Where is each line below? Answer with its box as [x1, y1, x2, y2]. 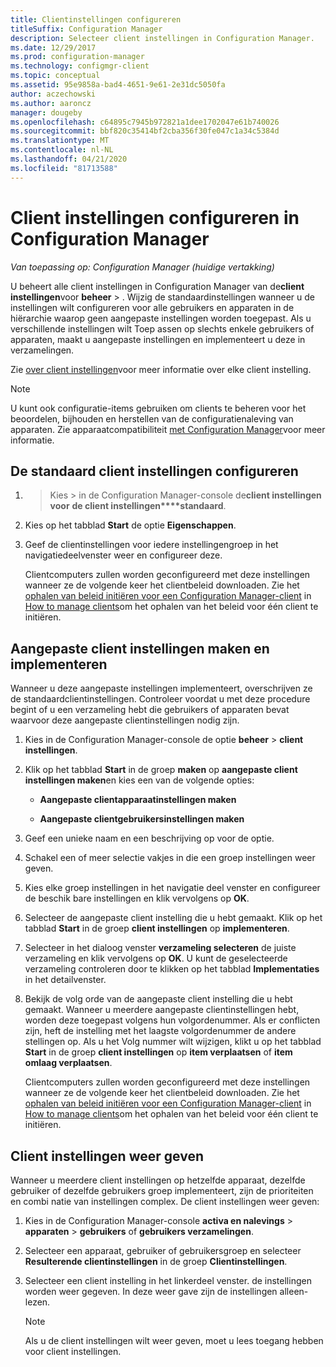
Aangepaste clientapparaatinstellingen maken [39, 794, 237, 806]
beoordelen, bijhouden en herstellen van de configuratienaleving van [10, 412, 294, 425]
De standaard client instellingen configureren [10, 462, 299, 480]
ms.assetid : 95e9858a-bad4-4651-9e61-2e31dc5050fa [10, 80, 226, 90]
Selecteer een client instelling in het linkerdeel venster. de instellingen [24, 1275, 312, 1286]
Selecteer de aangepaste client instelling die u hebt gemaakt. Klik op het [24, 912, 323, 924]
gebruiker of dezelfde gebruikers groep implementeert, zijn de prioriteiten [10, 1185, 314, 1196]
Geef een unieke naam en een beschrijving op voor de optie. [24, 832, 275, 845]
